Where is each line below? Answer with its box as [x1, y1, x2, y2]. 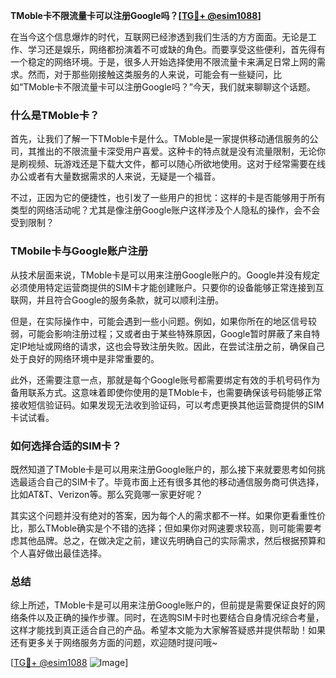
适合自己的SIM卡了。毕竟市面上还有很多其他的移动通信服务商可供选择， [27, 475, 325, 488]
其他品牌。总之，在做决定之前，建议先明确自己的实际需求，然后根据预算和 [18, 534, 326, 546]
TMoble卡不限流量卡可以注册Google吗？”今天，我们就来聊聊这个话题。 [23, 81, 316, 93]
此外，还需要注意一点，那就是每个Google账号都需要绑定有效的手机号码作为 [10, 374, 321, 386]
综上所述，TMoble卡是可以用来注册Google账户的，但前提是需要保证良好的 [10, 599, 317, 611]
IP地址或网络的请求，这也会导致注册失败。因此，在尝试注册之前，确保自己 [18, 340, 325, 352]
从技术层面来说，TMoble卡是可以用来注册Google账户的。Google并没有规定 [10, 269, 320, 281]
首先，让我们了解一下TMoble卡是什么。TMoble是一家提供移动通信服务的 [10, 133, 310, 145]
